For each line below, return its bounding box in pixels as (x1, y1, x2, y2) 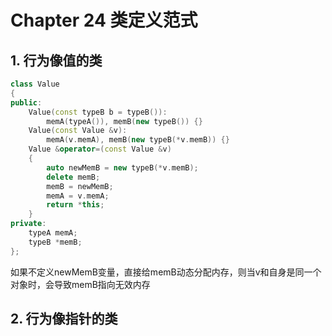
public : (10, 97, 43, 108)
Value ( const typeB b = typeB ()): (28, 107, 168, 117)
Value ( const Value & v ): (28, 126, 128, 136)
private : (10, 219, 47, 229)
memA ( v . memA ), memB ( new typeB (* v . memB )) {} (46, 135, 230, 145)
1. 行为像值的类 (10, 52, 103, 69)
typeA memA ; (28, 228, 78, 238)
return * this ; (46, 200, 105, 210)
